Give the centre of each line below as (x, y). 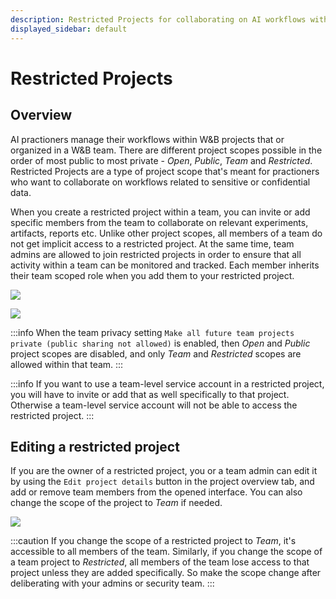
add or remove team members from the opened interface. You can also (156, 492)
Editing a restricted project (95, 446)
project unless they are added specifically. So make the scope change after (166, 573)
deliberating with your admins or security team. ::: (112, 583)
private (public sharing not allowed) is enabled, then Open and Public (160, 343)
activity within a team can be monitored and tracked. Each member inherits (165, 265)
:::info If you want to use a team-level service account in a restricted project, (167, 383)
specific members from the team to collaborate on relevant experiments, (159, 222)
